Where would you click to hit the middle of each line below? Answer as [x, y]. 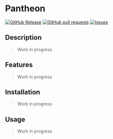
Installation [23, 92]
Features [19, 65]
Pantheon [25, 9]
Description [23, 38]
